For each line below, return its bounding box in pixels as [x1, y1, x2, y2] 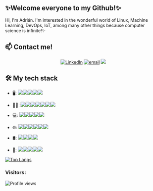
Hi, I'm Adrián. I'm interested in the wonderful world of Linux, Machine [5, 17, 149, 23]
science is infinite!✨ [5, 27, 46, 34]
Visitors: [5, 169, 26, 176]
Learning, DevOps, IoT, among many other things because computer [5, 22, 145, 28]
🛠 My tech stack [5, 74, 58, 83]
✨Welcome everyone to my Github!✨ [5, 4, 121, 12]
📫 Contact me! [5, 43, 53, 51]
